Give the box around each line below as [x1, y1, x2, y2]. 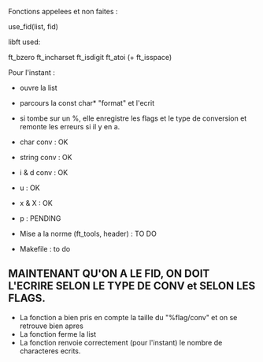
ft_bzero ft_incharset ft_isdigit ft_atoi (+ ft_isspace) [8, 53, 172, 62]
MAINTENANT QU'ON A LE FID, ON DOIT [8, 267, 210, 281]
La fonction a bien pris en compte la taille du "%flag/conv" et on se [19, 312, 238, 322]
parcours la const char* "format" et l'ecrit [19, 99, 155, 107]
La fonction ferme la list [19, 329, 97, 338]
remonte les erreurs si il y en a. [19, 122, 120, 131]
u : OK [19, 183, 41, 192]
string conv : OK [19, 153, 72, 162]
